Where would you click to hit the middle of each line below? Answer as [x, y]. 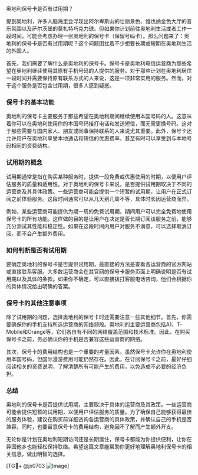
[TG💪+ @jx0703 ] [38, 466]
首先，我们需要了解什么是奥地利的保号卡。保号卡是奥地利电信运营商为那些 [96, 63]
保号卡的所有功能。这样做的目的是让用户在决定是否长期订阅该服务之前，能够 [99, 219]
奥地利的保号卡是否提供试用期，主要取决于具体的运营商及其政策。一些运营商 [99, 405]
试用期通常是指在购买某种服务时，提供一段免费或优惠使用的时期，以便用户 [96, 177]
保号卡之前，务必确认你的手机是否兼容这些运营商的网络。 [76, 339]
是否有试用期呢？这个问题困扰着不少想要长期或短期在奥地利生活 [114, 43]
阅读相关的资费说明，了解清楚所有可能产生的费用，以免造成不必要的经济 [94, 367]
